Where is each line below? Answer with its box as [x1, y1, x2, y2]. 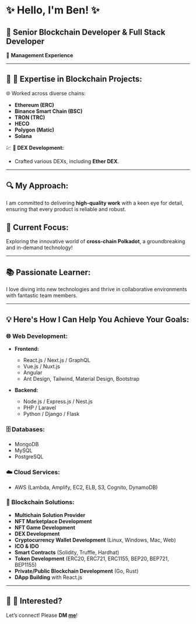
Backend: [14, 387, 38, 394]
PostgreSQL [14, 453, 44, 460]
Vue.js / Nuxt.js [23, 363, 60, 370]
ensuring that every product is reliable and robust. [6, 205, 127, 212]
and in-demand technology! [6, 244, 73, 251]
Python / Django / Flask [23, 410, 80, 417]
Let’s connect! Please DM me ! [6, 612, 78, 619]
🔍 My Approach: [6, 181, 69, 191]
